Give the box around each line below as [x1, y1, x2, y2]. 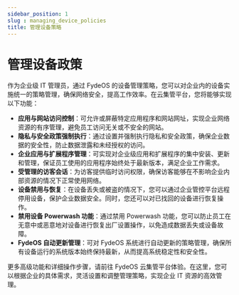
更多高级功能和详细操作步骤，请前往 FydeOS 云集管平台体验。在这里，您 [7, 262, 221, 271]
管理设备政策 [7, 56, 83, 73]
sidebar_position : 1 [7, 10, 69, 18]
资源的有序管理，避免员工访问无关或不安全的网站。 [17, 123, 168, 132]
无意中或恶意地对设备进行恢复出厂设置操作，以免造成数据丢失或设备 [17, 221, 218, 230]
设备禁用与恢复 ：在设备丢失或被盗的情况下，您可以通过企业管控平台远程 [17, 186, 230, 194]
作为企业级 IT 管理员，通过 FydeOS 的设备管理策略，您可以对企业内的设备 [7, 81, 224, 90]
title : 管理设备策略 [7, 23, 62, 31]
